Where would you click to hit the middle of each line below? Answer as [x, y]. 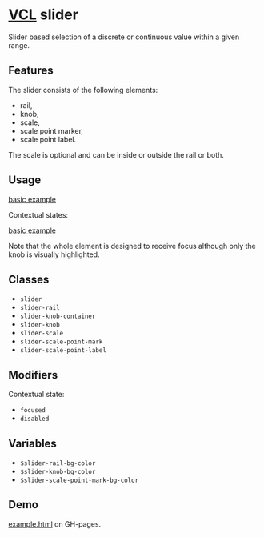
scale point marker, [52, 130]
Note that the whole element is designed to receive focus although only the [132, 246]
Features [31, 71]
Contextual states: [38, 214]
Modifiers [33, 375]
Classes [29, 279]
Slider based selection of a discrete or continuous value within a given [124, 37]
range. [19, 45]
